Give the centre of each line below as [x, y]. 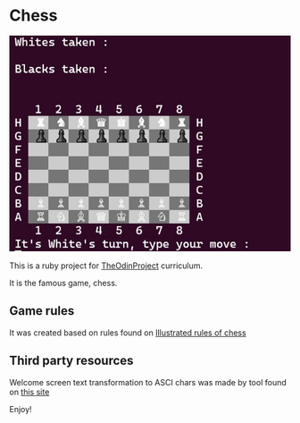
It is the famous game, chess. [63, 283]
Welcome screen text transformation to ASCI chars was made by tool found [148, 382]
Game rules [42, 311]
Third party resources [71, 361]
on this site [29, 392]
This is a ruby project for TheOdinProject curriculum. [106, 266]
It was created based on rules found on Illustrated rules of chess [128, 333]
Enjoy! [21, 409]
